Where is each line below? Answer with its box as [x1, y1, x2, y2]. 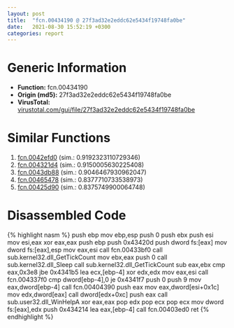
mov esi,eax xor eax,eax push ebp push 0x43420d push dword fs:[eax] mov [7, 238, 228, 247]
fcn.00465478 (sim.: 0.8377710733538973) [17, 176, 143, 184]
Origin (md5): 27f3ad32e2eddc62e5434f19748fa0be [17, 90, 172, 99]
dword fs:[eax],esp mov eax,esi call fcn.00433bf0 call [7, 246, 163, 254]
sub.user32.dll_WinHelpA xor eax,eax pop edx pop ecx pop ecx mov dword [7, 298, 224, 306]
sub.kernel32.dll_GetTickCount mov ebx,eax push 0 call [7, 253, 168, 261]
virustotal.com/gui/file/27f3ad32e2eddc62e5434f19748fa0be [17, 106, 196, 114]
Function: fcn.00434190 [17, 83, 89, 92]
